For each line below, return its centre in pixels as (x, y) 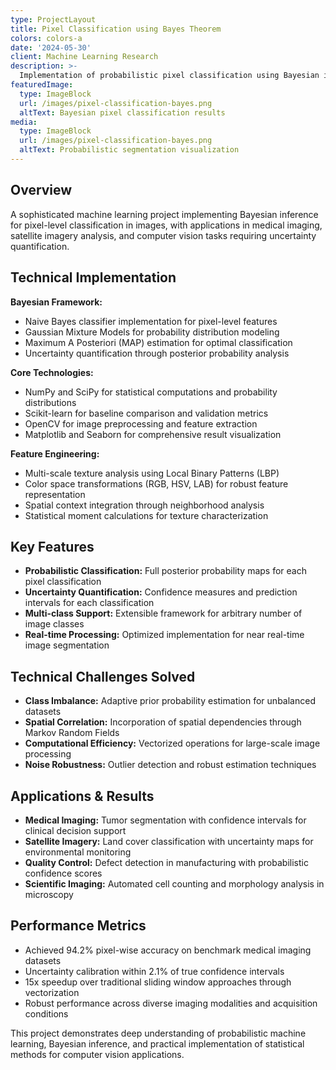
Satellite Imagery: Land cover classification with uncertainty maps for (169, 841)
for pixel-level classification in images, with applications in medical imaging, (166, 225)
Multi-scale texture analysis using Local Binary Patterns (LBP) (152, 473)
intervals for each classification (89, 603)
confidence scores (63, 873)
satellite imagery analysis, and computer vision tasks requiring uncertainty (163, 235)
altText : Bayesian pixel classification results (122, 112)
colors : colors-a (46, 38)
